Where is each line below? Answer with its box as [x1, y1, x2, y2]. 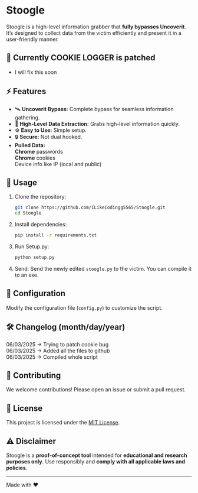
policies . [6, 464, 28, 471]
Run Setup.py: [14, 243, 49, 250]
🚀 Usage [6, 177, 37, 187]
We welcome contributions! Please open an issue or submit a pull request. [6, 386, 186, 393]
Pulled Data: [14, 141, 45, 148]
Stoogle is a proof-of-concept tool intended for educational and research [6, 452, 187, 459]
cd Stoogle [14, 210, 42, 216]
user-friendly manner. [6, 35, 59, 43]
